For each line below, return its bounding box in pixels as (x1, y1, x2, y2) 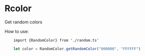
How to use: (4, 28, 29, 34)
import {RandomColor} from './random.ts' (13, 37, 99, 43)
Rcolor (4, 3, 32, 14)
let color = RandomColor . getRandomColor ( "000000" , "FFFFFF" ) (13, 46, 141, 51)
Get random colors (4, 19, 43, 25)
